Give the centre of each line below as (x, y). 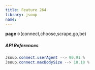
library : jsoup (21, 15)
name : (11, 19)
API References (22, 45)
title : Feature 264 (26, 10)
